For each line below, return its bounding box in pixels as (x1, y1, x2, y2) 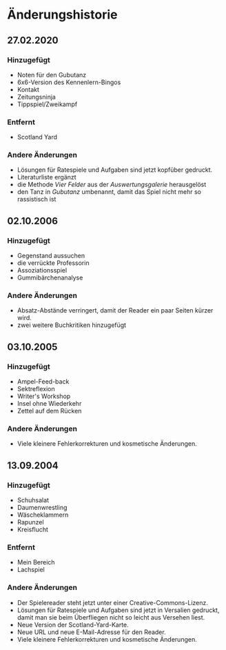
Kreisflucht (17, 525, 48, 534)
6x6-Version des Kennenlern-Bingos (17, 78, 121, 86)
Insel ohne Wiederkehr (17, 400, 82, 408)
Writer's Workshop (17, 392, 71, 400)
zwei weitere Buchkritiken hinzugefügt (17, 321, 126, 329)
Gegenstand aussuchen (17, 252, 85, 260)
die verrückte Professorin (17, 259, 90, 267)
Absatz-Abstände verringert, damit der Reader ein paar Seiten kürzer (17, 306, 214, 315)
